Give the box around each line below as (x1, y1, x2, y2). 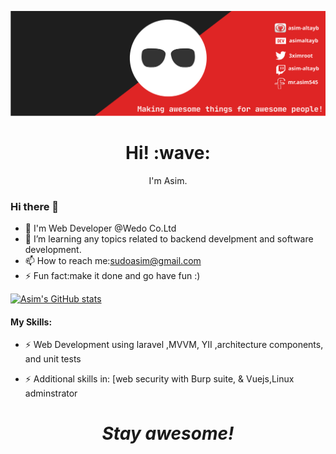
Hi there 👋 (10, 199, 60, 213)
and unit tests (24, 353, 82, 365)
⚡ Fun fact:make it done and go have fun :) (24, 270, 201, 282)
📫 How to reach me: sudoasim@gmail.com (24, 255, 202, 267)
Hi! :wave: (125, 142, 211, 165)
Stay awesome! (101, 422, 235, 445)
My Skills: (10, 316, 53, 328)
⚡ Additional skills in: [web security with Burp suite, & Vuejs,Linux (24, 373, 295, 385)
